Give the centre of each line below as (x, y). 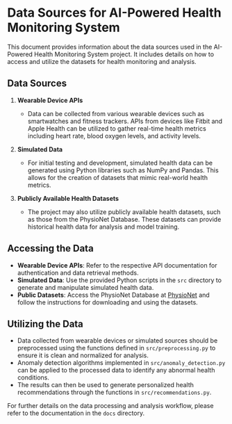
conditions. (33, 377)
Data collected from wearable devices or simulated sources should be (117, 341)
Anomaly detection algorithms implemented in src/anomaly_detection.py (121, 363)
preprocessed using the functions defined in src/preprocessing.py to (116, 348)
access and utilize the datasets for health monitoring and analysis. (102, 61)
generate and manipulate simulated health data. (85, 287)
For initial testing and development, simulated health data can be (120, 163)
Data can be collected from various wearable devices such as (116, 113)
